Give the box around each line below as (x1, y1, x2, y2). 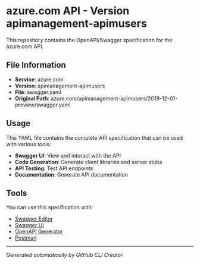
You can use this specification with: (6, 204, 93, 211)
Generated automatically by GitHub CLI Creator (6, 252, 123, 259)
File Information (6, 60, 67, 70)
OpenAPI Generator (14, 228, 64, 235)
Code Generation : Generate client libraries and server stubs (14, 158, 162, 165)
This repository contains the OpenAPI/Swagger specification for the (6, 36, 173, 43)
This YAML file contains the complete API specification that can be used (6, 134, 183, 141)
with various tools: (6, 140, 52, 147)
